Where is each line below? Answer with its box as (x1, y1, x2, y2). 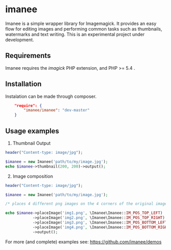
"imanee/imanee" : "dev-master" (23, 108, 90, 113)
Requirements (5, 51, 51, 60)
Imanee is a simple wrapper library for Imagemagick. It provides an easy (5, 20, 157, 26)
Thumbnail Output (12, 140, 51, 146)
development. (5, 37, 34, 43)
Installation (5, 80, 42, 89)
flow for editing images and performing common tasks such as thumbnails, (5, 25, 162, 32)
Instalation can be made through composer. (5, 93, 97, 99)
